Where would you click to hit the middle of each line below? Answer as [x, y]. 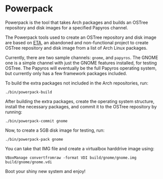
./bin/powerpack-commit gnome [37, 121]
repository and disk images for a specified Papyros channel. [67, 27]
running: [14, 112]
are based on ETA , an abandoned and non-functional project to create [77, 42]
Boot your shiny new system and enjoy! [45, 171]
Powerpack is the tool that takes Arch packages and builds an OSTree [77, 22]
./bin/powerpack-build [29, 92]
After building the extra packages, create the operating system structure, [80, 101]
